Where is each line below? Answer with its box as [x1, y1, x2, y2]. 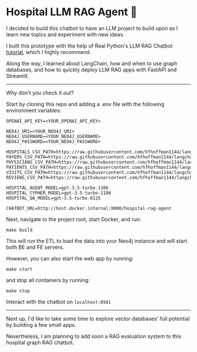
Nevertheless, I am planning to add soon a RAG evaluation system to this [6, 333, 182, 340]
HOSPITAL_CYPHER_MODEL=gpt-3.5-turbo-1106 [6, 190, 111, 196]
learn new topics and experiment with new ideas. [6, 31, 125, 38]
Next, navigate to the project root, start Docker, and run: [6, 215, 142, 222]
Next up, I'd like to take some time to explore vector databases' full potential [6, 315, 190, 322]
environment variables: [6, 107, 62, 114]
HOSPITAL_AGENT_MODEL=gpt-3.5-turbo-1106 [6, 185, 109, 191]
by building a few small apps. [6, 321, 77, 328]
